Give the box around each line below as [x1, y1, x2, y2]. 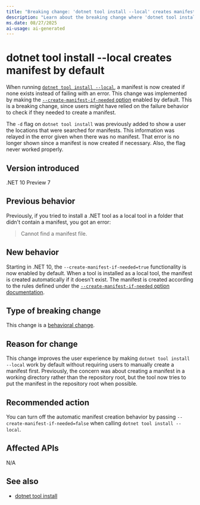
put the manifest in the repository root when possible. [6, 380, 138, 387]
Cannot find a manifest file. [20, 230, 87, 237]
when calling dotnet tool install [90, 420, 174, 427]
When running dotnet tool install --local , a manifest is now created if [6, 84, 185, 91]
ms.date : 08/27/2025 [6, 20, 58, 26]
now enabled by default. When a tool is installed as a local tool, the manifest [6, 269, 192, 276]
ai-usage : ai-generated [6, 25, 65, 32]
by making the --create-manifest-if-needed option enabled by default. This [6, 96, 192, 103]
